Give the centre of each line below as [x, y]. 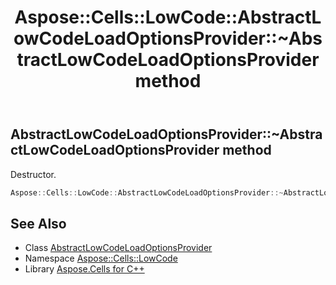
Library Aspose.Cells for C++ [84, 269]
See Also [38, 223]
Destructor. [33, 174]
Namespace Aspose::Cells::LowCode [101, 258]
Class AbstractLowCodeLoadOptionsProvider [118, 248]
